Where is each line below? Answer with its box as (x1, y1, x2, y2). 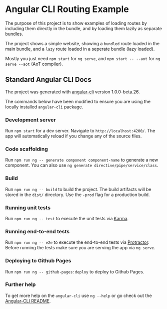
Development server (5, 116, 56, 123)
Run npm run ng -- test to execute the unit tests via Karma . (5, 215, 129, 221)
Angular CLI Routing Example (5, 4, 129, 15)
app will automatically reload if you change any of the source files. (5, 133, 142, 139)
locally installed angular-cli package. (5, 104, 83, 110)
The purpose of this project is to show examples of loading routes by (5, 20, 147, 26)
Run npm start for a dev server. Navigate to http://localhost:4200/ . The (5, 128, 155, 134)
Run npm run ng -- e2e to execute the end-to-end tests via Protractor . (5, 239, 149, 245)
